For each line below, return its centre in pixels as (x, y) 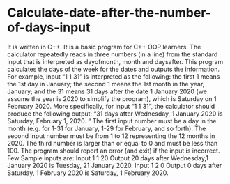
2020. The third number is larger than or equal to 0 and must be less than (113, 143)
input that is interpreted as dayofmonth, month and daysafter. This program (115, 61)
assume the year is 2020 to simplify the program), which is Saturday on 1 (112, 98)
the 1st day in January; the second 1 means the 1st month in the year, (106, 84)
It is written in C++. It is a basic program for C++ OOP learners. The (104, 47)
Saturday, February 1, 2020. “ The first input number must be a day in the (112, 121)
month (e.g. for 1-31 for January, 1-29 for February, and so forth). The (107, 128)
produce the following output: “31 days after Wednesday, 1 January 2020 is (115, 114)
